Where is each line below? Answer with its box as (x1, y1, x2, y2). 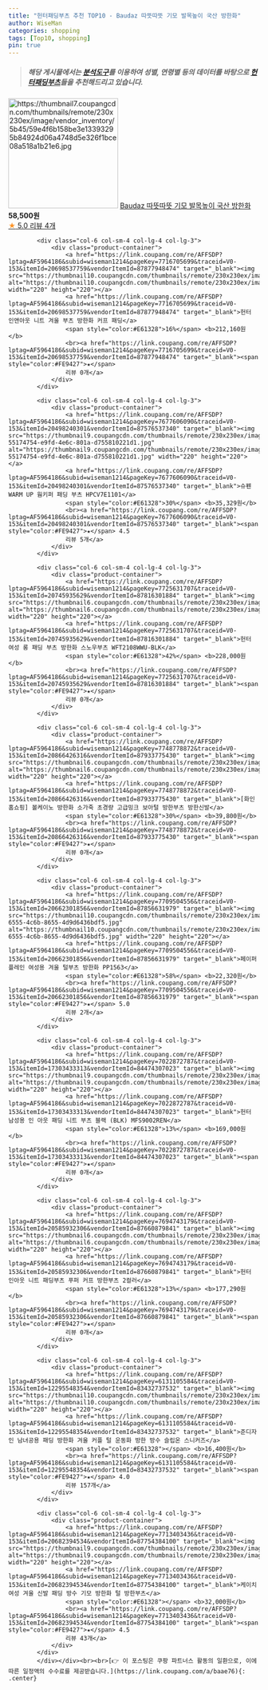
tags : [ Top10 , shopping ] (8, 34, 91, 42)
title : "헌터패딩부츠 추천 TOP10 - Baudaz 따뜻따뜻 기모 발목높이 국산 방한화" (8, 11, 242, 20)
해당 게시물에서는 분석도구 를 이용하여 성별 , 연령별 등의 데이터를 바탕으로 (27, 67, 250, 77)
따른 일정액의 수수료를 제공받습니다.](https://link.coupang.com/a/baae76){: (8, 1668, 246, 1676)
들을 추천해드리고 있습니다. (60, 77, 144, 86)
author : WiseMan (8, 19, 62, 27)
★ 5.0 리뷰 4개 (8, 221, 56, 230)
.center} (8, 1675, 37, 1683)
